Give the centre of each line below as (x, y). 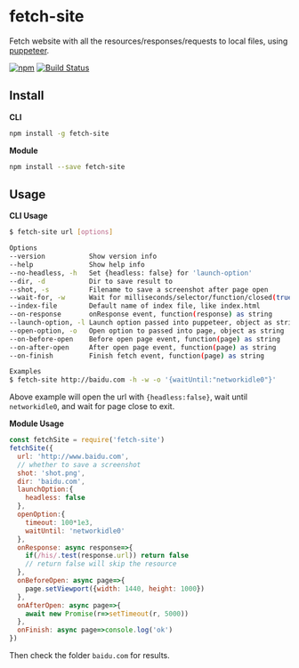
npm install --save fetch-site (67, 166)
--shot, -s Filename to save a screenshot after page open (139, 290)
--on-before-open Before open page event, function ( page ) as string (145, 339)
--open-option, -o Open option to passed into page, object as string (147, 331)
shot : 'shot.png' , (52, 473)
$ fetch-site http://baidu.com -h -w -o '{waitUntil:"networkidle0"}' (143, 380)
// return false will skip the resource (101, 564)
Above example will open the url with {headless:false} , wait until (128, 397)
